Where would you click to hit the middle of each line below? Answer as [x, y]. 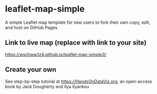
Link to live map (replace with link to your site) [76, 43]
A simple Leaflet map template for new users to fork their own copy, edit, [78, 22]
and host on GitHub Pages [31, 27]
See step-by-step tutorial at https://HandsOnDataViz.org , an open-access [79, 81]
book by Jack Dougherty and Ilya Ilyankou [47, 86]
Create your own [31, 70]
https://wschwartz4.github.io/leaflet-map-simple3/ [56, 54]
